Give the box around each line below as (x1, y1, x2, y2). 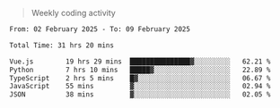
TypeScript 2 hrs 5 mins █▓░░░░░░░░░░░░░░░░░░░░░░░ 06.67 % (9, 73, 271, 83)
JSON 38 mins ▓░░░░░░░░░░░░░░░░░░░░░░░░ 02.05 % (9, 90, 271, 99)
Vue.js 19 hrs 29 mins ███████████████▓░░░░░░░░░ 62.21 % (9, 57, 271, 66)
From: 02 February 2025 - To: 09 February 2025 (9, 25, 191, 34)
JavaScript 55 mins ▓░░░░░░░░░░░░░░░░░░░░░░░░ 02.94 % (9, 82, 271, 91)
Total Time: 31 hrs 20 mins (9, 40, 115, 50)
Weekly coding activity (31, 8, 117, 18)
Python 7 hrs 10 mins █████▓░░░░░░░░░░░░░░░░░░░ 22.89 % (9, 65, 271, 74)
